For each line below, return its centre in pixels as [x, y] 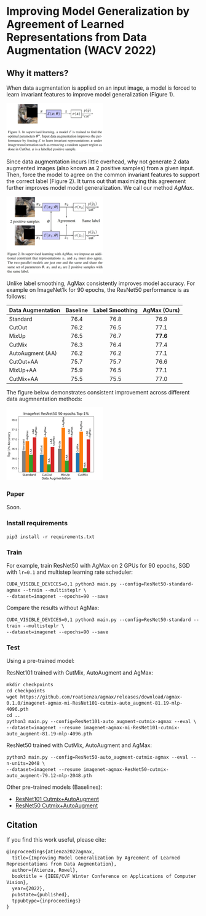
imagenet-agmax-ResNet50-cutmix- [126, 770]
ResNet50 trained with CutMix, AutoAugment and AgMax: [79, 745]
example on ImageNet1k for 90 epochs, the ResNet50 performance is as [98, 290]
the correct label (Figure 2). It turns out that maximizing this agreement [96, 181]
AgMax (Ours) [161, 310]
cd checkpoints [26, 691]
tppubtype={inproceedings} [46, 901]
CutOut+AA [24, 362]
